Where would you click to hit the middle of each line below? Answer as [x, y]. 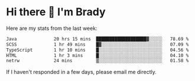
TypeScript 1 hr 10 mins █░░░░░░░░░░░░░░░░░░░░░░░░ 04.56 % [97, 50]
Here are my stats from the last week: [52, 28]
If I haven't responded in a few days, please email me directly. [81, 72]
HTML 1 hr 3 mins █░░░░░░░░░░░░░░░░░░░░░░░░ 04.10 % [97, 55]
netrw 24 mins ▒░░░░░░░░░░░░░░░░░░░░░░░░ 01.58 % [97, 61]
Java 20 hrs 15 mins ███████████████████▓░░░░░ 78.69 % [97, 39]
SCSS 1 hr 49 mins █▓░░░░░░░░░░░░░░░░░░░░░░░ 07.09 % [97, 44]
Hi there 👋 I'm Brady [56, 12]
